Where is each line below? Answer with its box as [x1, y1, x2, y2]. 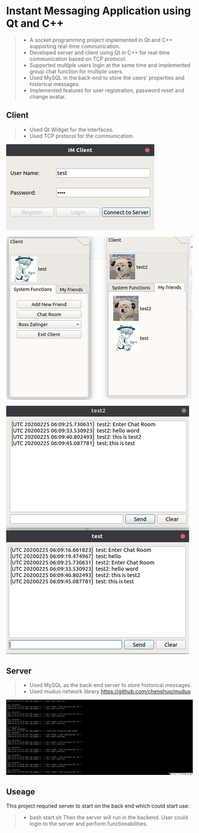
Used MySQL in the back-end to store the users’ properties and [29, 74, 185, 81]
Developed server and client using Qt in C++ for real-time [29, 49, 170, 56]
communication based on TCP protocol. [29, 55, 127, 62]
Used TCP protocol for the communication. [29, 132, 134, 139]
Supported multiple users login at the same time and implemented [29, 61, 191, 69]
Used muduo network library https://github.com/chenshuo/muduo [29, 688, 191, 695]
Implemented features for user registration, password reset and [29, 87, 185, 94]
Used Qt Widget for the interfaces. [29, 126, 114, 133]
